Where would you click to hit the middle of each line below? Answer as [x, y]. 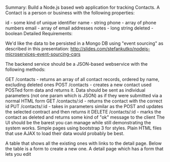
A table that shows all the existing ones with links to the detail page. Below [83, 143]
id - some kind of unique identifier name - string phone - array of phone [81, 23]
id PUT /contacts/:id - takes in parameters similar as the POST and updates [84, 106]
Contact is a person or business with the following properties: [70, 13]
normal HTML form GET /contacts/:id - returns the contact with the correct [84, 101]
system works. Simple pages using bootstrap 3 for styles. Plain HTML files [83, 128]
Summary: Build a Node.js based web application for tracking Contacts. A [82, 7]
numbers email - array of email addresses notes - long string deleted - [79, 28]
